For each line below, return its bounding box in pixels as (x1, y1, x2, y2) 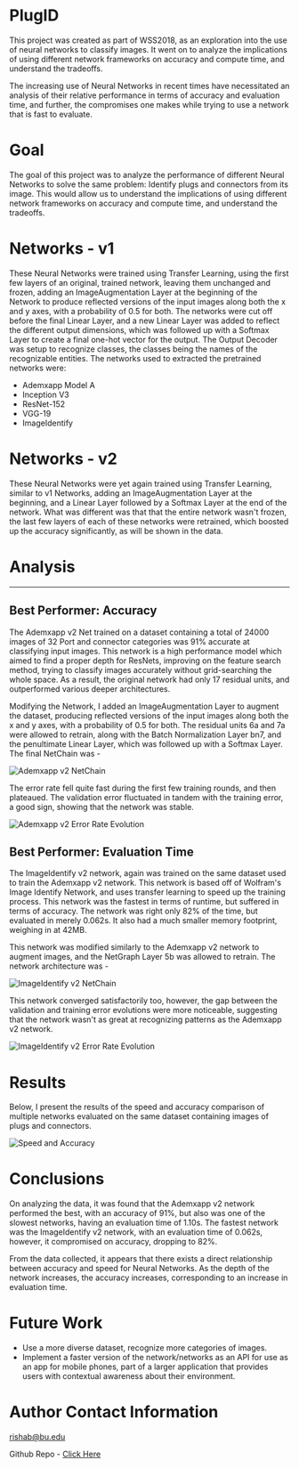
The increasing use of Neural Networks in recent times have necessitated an (9, 80, 290, 91)
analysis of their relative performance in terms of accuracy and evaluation (9, 90, 280, 101)
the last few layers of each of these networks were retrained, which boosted (9, 515, 289, 526)
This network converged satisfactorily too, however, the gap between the (9, 995, 278, 1006)
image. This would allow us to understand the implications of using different (9, 188, 287, 199)
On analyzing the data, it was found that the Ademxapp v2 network (9, 1198, 255, 1209)
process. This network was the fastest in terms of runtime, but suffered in (9, 896, 279, 907)
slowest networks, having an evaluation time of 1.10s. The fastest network (9, 1217, 279, 1229)
